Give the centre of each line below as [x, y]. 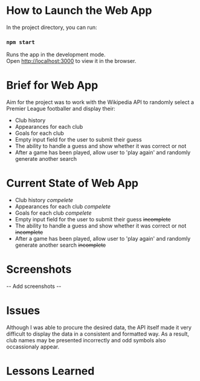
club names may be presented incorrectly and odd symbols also [86, 340]
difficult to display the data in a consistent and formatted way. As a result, [98, 334]
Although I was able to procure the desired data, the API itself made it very [99, 327]
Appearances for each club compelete [63, 207]
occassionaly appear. [33, 347]
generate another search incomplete [60, 245]
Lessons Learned [50, 371]
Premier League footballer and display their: [61, 109]
